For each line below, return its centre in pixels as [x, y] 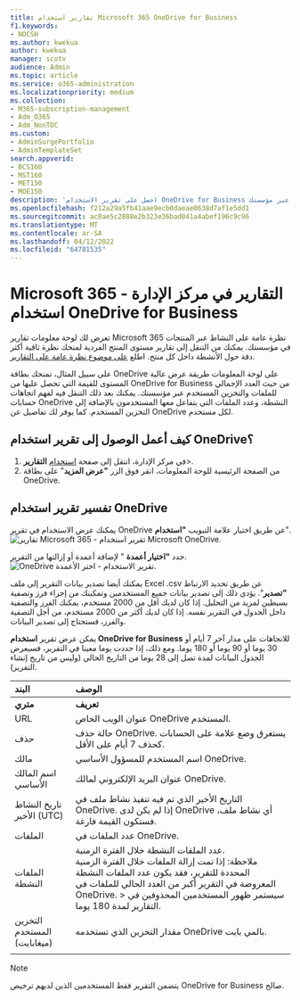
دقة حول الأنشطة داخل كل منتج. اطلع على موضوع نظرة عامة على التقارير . [133, 357]
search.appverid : [42, 158]
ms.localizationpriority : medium [72, 92]
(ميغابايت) [33, 942]
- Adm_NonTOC [34, 126]
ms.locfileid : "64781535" [58, 250]
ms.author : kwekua [44, 42]
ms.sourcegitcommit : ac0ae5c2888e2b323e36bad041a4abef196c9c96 [130, 216]
